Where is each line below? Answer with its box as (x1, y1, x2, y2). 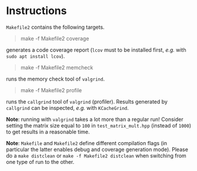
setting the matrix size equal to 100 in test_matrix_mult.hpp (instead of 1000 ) (6, 122, 192, 129)
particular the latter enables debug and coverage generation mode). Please (6, 146, 188, 153)
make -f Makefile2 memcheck (20, 63, 94, 71)
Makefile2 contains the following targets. (6, 24, 105, 31)
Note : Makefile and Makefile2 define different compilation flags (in (6, 139, 168, 146)
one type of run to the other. (6, 158, 75, 165)
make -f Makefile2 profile (20, 86, 82, 93)
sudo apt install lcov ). (6, 52, 65, 59)
